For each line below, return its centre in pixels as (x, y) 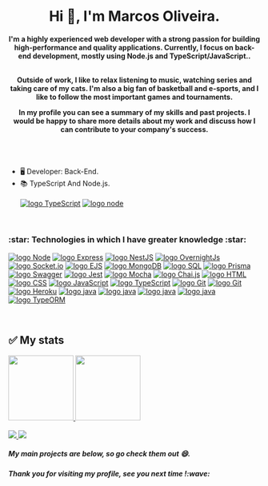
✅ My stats (36, 340)
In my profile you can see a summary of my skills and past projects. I (134, 112)
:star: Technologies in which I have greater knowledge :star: (127, 240)
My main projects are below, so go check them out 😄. (99, 454)
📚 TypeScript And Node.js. (65, 184)
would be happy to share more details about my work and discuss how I (134, 121)
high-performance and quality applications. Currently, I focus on (124, 47)
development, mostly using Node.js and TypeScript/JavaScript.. (142, 56)
